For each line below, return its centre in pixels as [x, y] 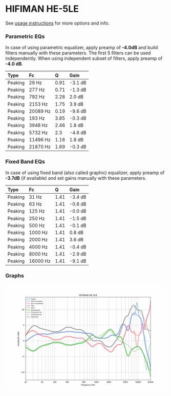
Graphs [15, 276]
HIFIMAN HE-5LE [42, 9]
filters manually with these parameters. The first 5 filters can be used [78, 53]
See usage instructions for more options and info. [58, 23]
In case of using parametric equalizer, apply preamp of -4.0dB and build [82, 48]
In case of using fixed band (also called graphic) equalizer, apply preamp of [85, 173]
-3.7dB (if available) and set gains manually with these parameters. [76, 178]
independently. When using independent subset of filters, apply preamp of [84, 58]
